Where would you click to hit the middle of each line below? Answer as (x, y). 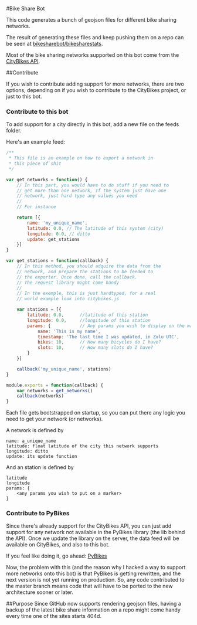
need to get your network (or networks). (55, 419)
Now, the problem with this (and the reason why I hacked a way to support (96, 568)
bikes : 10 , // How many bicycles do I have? (99, 342)
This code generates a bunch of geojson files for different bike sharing (91, 20)
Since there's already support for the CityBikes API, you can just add (89, 526)
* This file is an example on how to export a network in (81, 158)
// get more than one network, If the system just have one (91, 191)
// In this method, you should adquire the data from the (89, 266)
